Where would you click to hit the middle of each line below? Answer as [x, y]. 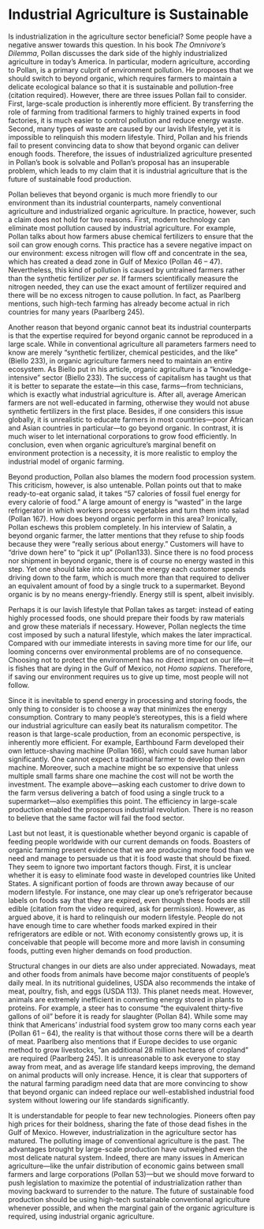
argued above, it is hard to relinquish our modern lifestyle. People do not [125, 917]
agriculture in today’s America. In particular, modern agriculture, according [129, 62]
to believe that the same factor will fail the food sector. [97, 817]
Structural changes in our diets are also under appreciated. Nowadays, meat [132, 966]
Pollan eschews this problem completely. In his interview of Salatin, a [120, 527]
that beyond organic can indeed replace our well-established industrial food [131, 1092]
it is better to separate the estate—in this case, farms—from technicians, [126, 385]
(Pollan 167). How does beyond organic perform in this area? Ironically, [123, 518]
